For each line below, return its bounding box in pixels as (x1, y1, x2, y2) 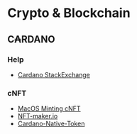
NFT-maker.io (17, 112, 58, 121)
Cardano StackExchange (17, 70, 91, 79)
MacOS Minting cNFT (17, 104, 81, 113)
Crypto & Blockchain (7, 5, 131, 21)
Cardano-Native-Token (17, 119, 85, 128)
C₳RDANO (7, 33, 55, 45)
